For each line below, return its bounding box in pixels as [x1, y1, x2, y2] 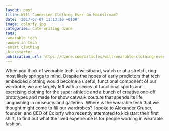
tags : [5, 31, 17, 36]
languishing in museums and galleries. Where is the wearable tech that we [5, 100, 159, 106]
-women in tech [5, 40, 37, 45]
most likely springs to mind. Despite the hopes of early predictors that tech [5, 73, 160, 79]
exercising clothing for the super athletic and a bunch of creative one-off [5, 89, 156, 95]
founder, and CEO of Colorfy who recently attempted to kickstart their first [5, 110, 159, 116]
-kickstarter [5, 49, 33, 54]
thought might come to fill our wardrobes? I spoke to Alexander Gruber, [5, 105, 153, 111]
